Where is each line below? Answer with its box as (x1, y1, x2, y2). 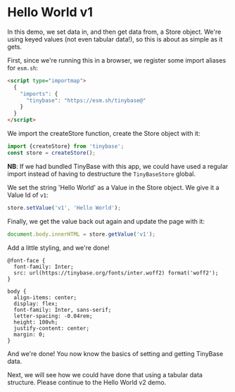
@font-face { (7, 257, 46, 264)
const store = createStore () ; (7, 149, 96, 156)
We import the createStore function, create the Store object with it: (7, 129, 201, 138)
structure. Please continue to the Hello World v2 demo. (7, 378, 167, 386)
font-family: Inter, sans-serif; (13, 306, 112, 313)
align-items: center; (13, 293, 77, 301)
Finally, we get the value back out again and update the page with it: (7, 217, 205, 225)
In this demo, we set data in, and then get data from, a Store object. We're (7, 27, 222, 36)
